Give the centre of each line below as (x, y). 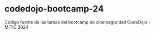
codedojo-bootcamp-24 (54, 9)
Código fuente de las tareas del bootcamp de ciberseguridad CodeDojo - (77, 22)
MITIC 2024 (16, 27)
